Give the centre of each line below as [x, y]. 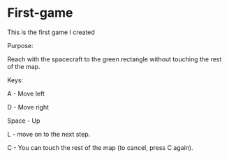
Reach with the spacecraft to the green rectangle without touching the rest [114, 59]
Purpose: [20, 45]
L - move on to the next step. [49, 134]
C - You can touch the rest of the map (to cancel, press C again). [100, 147]
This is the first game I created [51, 32]
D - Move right [28, 107]
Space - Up [24, 121]
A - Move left [26, 93]
